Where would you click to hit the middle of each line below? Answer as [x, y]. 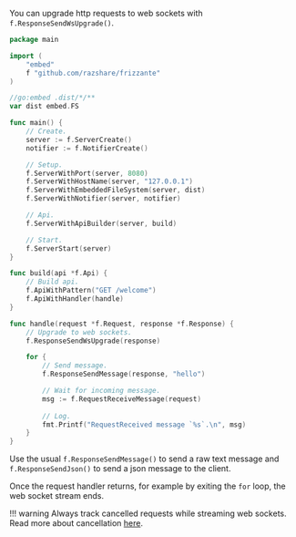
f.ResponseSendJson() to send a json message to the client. [120, 469]
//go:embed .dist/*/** [52, 98]
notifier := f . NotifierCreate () [87, 148]
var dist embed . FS [44, 107]
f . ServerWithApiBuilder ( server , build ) [102, 223]
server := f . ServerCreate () [79, 139]
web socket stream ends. [57, 496]
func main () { [36, 123]
